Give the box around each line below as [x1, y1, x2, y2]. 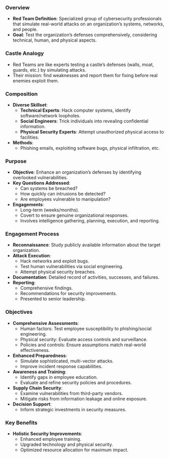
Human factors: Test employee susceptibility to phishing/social [20, 325, 152, 332]
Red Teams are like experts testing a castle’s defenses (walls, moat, [12, 61, 154, 68]
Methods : [12, 139, 34, 146]
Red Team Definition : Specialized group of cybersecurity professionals [12, 16, 162, 22]
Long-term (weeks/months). [20, 207, 80, 213]
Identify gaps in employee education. [20, 374, 98, 380]
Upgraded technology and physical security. [20, 441, 113, 448]
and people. [12, 26, 38, 32]
